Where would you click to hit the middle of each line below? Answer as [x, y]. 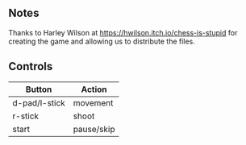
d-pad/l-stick [39, 102]
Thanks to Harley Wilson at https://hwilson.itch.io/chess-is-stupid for [123, 32]
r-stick [25, 116]
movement [93, 102]
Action [94, 89]
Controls [31, 66]
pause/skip [94, 129]
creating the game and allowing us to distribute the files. [102, 41]
